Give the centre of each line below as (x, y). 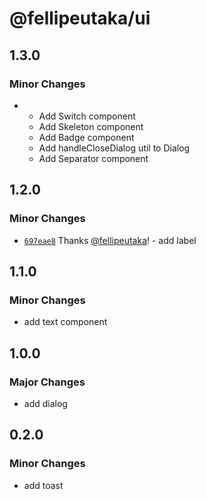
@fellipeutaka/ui (80, 18)
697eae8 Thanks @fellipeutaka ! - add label (110, 240)
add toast (43, 485)
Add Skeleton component (91, 126)
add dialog (45, 403)
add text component (65, 322)
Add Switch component (87, 116)
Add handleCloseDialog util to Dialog (114, 148)
